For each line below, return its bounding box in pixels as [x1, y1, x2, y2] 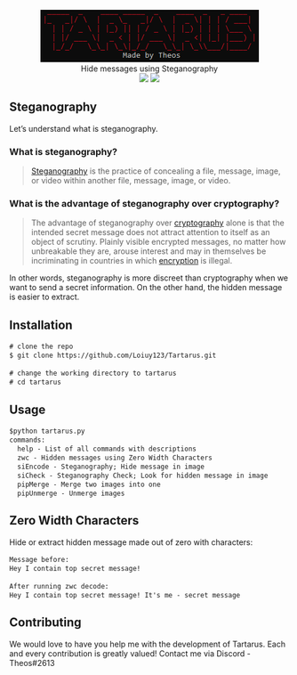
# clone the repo [9, 342, 74, 352]
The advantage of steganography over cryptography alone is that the [30, 217, 285, 228]
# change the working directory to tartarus [9, 369, 177, 378]
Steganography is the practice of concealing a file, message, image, [30, 166, 282, 176]
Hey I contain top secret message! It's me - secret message [9, 590, 241, 599]
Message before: [9, 555, 69, 564]
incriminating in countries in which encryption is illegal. [30, 256, 233, 266]
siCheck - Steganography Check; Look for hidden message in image [17, 471, 269, 481]
